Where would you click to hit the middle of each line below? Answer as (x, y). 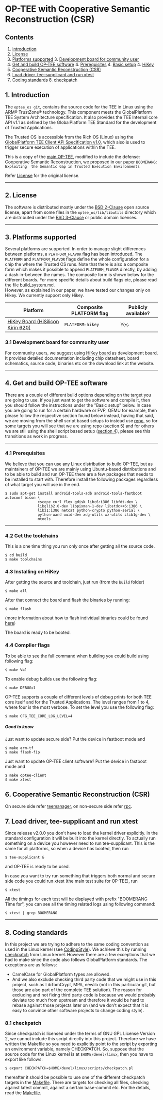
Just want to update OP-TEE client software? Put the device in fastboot (76, 761)
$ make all (16, 591)
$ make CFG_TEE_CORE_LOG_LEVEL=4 (39, 716)
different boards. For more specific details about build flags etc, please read (81, 280)
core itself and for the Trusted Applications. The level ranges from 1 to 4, (77, 702)
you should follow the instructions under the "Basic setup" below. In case (78, 405)
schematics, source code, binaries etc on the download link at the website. (80, 363)
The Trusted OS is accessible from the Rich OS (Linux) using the (69, 137)
